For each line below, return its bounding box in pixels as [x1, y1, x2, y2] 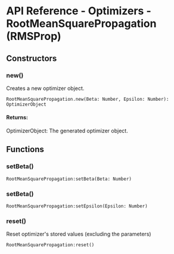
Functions [6, 144, 45, 154]
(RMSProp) [6, 30, 61, 43]
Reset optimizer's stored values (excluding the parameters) [6, 231, 151, 238]
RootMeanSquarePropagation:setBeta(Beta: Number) [6, 176, 132, 182]
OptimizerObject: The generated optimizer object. [6, 127, 128, 135]
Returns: [6, 114, 29, 121]
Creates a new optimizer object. [6, 85, 85, 92]
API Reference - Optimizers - [6, 4, 152, 18]
